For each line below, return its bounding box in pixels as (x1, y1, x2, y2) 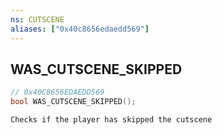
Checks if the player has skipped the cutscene (10, 115, 213, 125)
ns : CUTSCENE (10, 14, 65, 25)
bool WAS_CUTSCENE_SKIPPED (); (10, 97, 137, 107)
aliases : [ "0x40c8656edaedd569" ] (10, 24, 150, 34)
